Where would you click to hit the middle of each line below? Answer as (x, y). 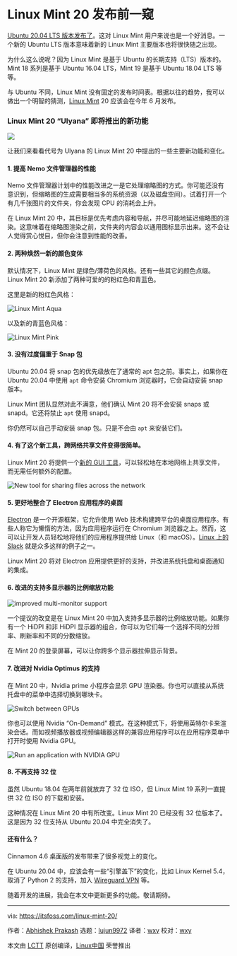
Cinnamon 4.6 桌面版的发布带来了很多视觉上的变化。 (84, 856)
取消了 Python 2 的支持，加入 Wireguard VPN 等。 (80, 880)
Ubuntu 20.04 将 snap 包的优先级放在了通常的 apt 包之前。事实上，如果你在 (117, 371)
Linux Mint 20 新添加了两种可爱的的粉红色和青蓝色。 (84, 279)
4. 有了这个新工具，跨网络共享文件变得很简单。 (76, 445)
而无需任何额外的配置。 (41, 472)
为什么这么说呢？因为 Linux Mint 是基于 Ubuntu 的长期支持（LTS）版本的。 (116, 59)
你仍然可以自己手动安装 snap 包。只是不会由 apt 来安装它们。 (97, 428)
